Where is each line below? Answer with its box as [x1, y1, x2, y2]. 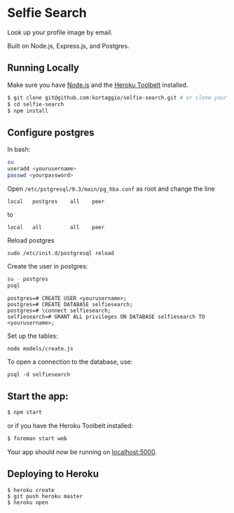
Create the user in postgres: [7, 261, 88, 271]
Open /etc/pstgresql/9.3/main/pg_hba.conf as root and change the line [7, 184, 215, 193]
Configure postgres [7, 126, 95, 138]
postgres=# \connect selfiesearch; [7, 307, 111, 314]
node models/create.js [7, 345, 74, 352]
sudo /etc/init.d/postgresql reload [7, 249, 114, 256]
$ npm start [7, 409, 42, 416]
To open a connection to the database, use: [7, 357, 133, 366]
